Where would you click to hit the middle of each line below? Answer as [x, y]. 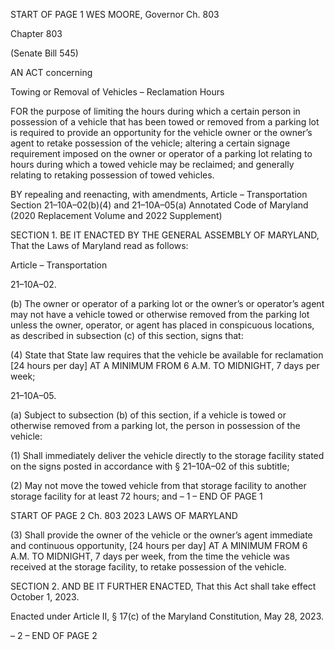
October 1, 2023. [45, 597]
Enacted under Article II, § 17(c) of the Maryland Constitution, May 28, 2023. [167, 616]
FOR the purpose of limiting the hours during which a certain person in [155, 111]
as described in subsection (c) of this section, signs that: [127, 335]
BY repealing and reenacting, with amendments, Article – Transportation [159, 194]
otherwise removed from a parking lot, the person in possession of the [155, 425]
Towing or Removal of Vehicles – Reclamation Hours [117, 92]
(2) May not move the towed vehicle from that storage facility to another [158, 485]
